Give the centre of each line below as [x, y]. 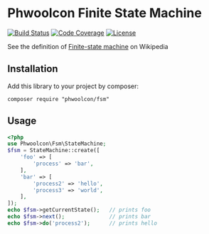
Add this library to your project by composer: [73, 86]
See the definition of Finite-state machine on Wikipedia [88, 46]
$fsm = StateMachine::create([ [54, 151]
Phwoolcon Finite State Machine [105, 13]
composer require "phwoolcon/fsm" [59, 99]
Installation [33, 69]
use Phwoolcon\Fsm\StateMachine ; [57, 144]
